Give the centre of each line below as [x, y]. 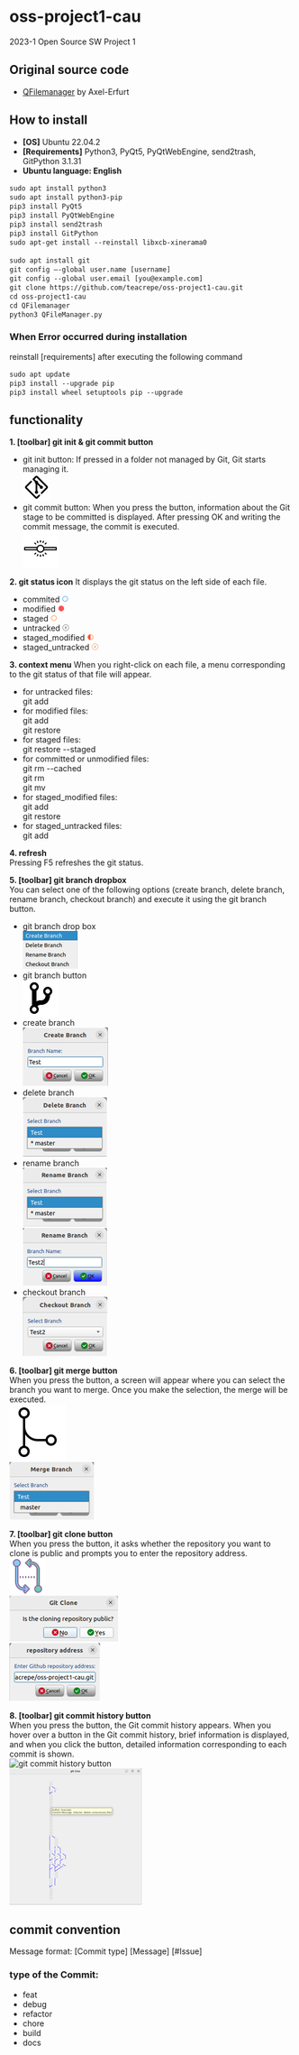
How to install [49, 120]
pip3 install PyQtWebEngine [62, 215]
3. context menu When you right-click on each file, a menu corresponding [147, 664]
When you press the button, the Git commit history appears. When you [140, 1725]
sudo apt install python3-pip [66, 197]
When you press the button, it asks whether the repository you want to [140, 1544]
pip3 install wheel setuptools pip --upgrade [96, 392]
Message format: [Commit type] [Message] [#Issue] [106, 1951]
